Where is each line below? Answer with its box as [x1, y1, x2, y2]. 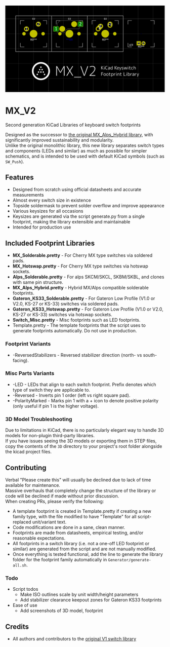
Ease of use [12, 602, 37, 608]
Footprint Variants [5, 340, 51, 348]
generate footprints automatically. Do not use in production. [12, 328, 137, 334]
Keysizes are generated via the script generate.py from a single [12, 213, 145, 219]
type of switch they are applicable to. [12, 387, 90, 393]
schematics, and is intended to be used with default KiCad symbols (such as [5, 153, 164, 159]
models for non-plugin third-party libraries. [5, 433, 95, 439]
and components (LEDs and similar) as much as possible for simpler [5, 147, 147, 154]
